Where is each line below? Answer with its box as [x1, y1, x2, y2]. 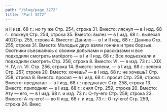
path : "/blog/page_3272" [5, 7, 58, 13]
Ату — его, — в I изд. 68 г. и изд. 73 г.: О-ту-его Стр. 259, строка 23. [5, 90, 153, 96]
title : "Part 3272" [5, 12, 47, 17]
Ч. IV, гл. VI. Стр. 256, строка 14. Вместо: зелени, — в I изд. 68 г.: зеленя [5, 64, 161, 70]
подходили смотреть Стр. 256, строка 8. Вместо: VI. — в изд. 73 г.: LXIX [5, 58, 161, 64]
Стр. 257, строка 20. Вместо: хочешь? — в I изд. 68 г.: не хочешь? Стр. [5, 69, 158, 75]
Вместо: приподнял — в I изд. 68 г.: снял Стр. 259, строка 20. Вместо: [5, 85, 157, 91]
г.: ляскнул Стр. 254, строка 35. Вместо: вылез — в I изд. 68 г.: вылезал [5, 31, 160, 37]
